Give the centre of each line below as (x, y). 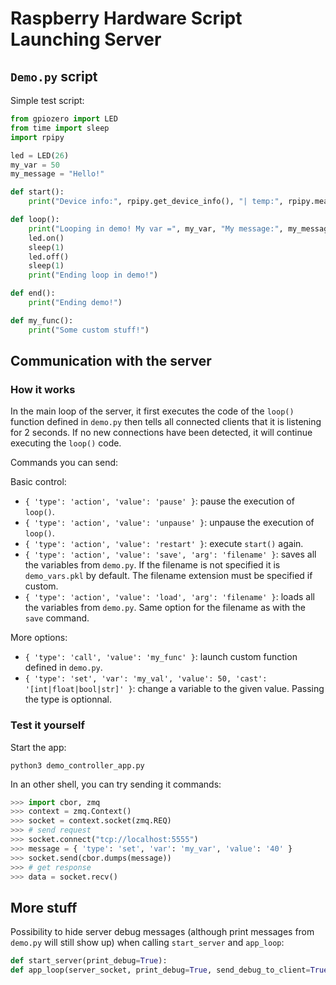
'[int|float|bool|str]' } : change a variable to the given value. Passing (174, 689)
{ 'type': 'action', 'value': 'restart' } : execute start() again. (164, 544)
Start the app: (38, 747)
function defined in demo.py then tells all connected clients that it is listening (166, 422)
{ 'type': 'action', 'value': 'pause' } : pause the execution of (159, 501)
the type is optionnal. (68, 699)
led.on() (46, 238)
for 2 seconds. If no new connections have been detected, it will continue (161, 433)
